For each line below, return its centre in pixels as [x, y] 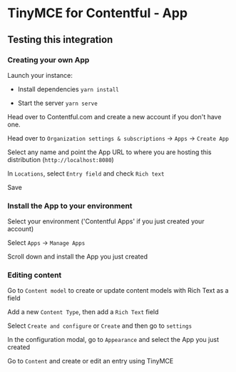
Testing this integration [60, 40]
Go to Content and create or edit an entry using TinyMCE [91, 361]
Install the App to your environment [70, 206]
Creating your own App [48, 60]
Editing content [35, 275]
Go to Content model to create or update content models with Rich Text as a [118, 291]
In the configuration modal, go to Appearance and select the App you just [113, 340]
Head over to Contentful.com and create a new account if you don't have [114, 116]
